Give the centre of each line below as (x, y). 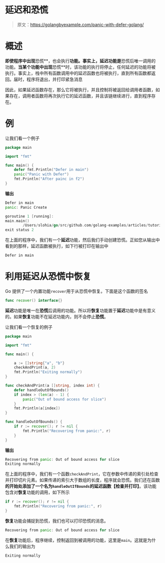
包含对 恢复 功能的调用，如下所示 (37, 492)
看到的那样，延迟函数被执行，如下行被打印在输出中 (57, 246)
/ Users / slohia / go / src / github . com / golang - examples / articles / (85, 225)
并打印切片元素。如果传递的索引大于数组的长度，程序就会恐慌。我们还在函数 (82, 480)
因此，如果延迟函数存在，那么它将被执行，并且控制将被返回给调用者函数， (80, 89)
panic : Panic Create (26, 207)
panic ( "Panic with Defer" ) (41, 174)
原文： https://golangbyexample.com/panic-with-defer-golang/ (80, 25)
